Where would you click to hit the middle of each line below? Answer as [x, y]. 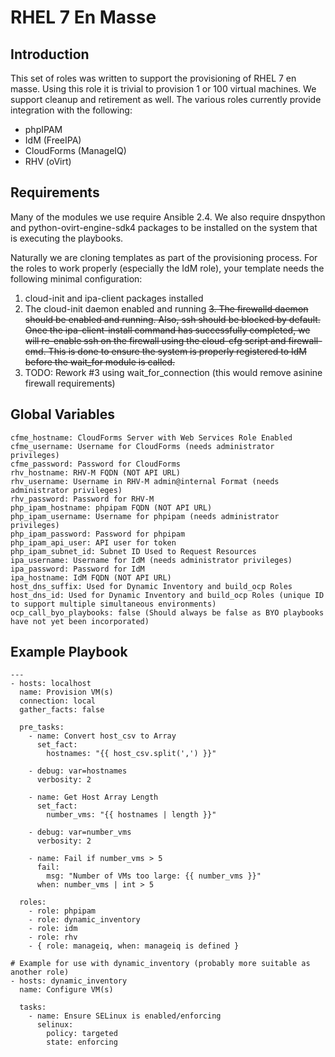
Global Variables [62, 414]
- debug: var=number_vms [80, 832]
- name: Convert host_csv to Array [102, 736]
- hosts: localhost [51, 684]
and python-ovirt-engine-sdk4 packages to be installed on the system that [164, 227]
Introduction [50, 54]
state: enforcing [82, 1042]
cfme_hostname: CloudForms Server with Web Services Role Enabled [151, 437]
